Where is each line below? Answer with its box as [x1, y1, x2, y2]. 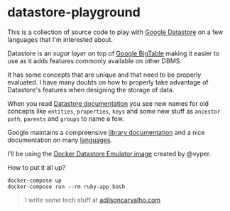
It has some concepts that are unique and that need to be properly [7, 70, 202, 79]
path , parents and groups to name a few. [7, 114, 124, 123]
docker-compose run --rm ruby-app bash [7, 183, 126, 190]
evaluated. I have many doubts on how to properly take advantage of [7, 77, 209, 86]
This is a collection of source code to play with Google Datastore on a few [7, 28, 224, 36]
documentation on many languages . [7, 136, 113, 144]
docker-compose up [7, 177, 62, 184]
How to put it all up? [7, 163, 66, 171]
